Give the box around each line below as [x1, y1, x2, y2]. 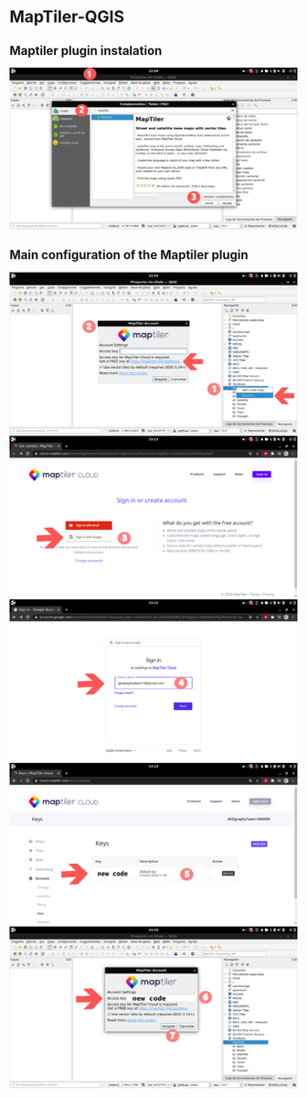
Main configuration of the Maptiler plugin [9, 247, 249, 263]
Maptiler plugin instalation [9, 43, 163, 59]
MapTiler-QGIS [9, 6, 125, 27]
